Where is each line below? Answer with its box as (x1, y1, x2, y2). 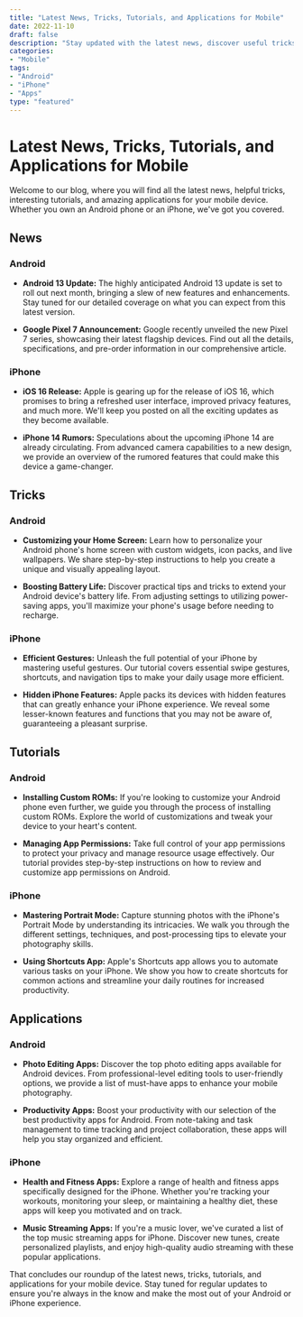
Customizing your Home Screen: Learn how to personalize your (22, 534, 263, 546)
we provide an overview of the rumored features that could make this (22, 452, 280, 463)
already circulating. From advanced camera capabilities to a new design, (22, 442, 292, 453)
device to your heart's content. (22, 820, 138, 831)
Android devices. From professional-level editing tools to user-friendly (22, 1068, 284, 1079)
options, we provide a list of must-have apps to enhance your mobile (22, 1077, 278, 1088)
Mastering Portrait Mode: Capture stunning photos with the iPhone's (22, 910, 280, 921)
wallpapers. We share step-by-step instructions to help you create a (22, 554, 276, 565)
